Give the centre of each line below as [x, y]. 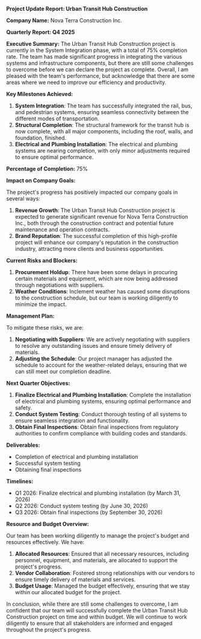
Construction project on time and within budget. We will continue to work [97, 617]
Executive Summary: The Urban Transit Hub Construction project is [91, 44]
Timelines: [20, 481]
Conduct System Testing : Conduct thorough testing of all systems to [101, 414]
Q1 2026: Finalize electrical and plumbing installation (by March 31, [98, 493]
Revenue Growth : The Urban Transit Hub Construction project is [95, 210]
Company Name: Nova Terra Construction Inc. [64, 20]
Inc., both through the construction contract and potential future [94, 223]
